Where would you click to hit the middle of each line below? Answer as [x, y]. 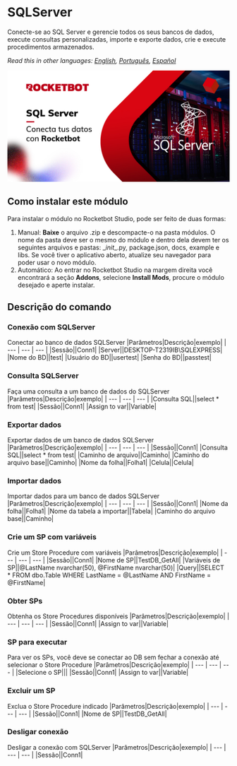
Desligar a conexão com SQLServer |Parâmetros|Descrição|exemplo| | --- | [117, 747]
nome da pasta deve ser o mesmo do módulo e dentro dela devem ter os [123, 240]
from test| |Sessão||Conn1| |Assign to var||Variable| [82, 406]
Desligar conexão [38, 732]
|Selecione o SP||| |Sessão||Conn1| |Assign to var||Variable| [102, 673]
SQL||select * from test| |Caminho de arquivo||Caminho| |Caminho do [108, 455]
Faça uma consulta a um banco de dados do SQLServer [89, 391]
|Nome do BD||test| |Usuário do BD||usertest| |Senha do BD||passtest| [109, 358]
